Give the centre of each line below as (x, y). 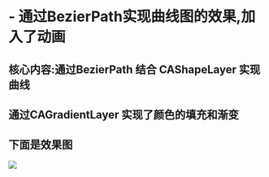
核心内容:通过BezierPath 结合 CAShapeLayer (123, 69)
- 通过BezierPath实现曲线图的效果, (125, 17)
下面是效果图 (41, 145)
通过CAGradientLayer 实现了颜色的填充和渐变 (124, 114)
